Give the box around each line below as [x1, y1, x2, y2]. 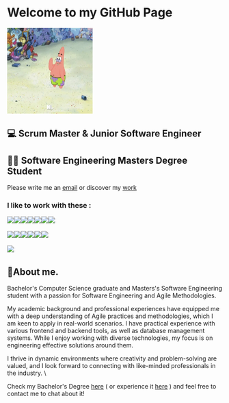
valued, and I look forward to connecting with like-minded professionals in [7, 362, 216, 370]
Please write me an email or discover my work [7, 184, 137, 192]
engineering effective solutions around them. [7, 341, 134, 350]
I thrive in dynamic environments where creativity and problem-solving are [7, 354, 217, 363]
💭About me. [7, 266, 59, 278]
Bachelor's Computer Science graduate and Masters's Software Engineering [7, 284, 223, 293]
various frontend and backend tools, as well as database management [7, 327, 205, 335]
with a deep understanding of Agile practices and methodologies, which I [7, 312, 213, 320]
